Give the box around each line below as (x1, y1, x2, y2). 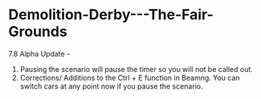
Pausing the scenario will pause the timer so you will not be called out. (19, 64, 253, 73)
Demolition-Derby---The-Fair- (8, 6, 214, 24)
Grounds (8, 22, 68, 41)
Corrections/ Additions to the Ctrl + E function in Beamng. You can (19, 73, 240, 82)
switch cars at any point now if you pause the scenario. (19, 81, 203, 91)
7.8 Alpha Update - (8, 49, 71, 58)
